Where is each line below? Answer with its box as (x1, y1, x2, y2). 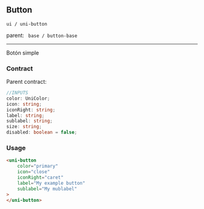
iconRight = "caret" (17, 174, 64, 181)
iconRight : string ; (6, 106, 56, 113)
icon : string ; (6, 101, 42, 107)
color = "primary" (17, 163, 59, 170)
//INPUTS (6, 90, 29, 96)
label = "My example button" (17, 180, 86, 186)
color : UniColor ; (6, 95, 50, 101)
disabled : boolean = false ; (6, 129, 78, 135)
